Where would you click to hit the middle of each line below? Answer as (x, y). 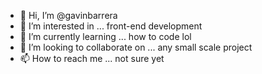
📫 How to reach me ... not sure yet (92, 58)
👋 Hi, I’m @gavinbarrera (68, 15)
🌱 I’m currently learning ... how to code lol (105, 36)
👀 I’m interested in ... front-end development (111, 26)
